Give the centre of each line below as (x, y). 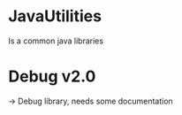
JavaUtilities (55, 16)
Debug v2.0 (52, 77)
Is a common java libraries (56, 41)
